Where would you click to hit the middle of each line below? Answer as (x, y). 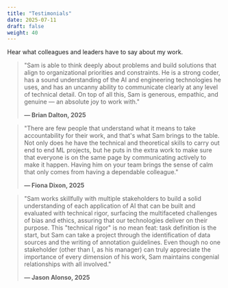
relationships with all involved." (67, 264)
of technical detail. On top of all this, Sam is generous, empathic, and (121, 95)
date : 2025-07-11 (32, 20)
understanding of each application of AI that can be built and (110, 206)
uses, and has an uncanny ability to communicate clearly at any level (121, 87)
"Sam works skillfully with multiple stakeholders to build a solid (113, 199)
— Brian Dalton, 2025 (55, 115)
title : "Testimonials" (39, 13)
